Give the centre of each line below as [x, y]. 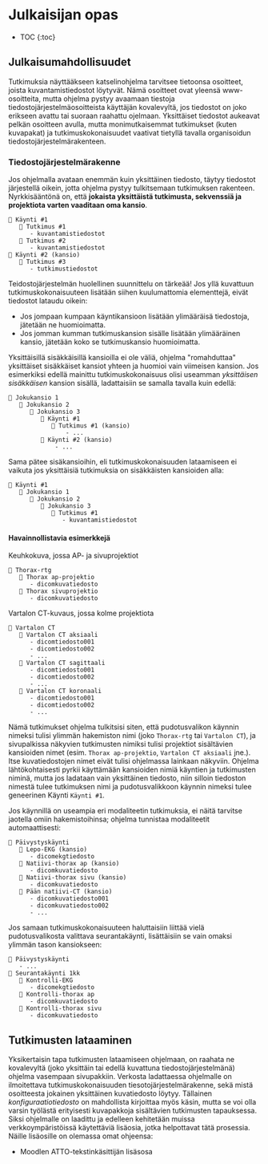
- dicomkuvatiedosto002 [69, 906]
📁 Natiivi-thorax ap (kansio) [69, 864]
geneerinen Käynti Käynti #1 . [57, 795]
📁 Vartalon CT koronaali [60, 692]
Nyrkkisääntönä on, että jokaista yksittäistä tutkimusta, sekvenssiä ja [125, 197]
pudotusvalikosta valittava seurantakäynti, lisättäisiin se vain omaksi [120, 936]
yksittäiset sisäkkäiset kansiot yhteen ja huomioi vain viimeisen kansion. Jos [134, 366]
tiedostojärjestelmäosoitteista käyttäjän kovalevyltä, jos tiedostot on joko [128, 107]
